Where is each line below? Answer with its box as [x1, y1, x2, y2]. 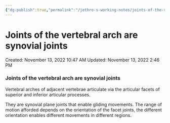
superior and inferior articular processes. [5, 92, 91, 98]
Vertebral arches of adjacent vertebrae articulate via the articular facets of [5, 86, 160, 92]
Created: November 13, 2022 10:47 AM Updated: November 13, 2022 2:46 [5, 57, 160, 63]
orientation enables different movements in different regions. [5, 112, 132, 118]
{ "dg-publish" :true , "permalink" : [5, 7, 76, 13]
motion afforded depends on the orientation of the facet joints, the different [5, 107, 162, 113]
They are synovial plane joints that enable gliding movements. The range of [5, 101, 162, 107]
